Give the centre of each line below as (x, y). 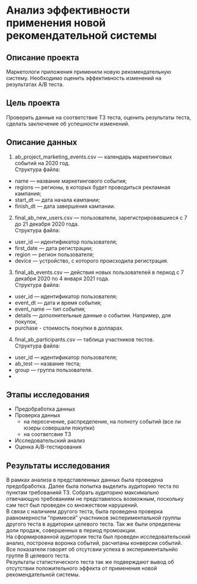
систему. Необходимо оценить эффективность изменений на (84, 78)
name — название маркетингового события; (71, 181)
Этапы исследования (48, 395)
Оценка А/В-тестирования (48, 447)
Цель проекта (33, 103)
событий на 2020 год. (42, 163)
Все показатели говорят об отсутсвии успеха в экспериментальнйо (92, 550)
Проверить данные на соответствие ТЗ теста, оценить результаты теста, (98, 117)
